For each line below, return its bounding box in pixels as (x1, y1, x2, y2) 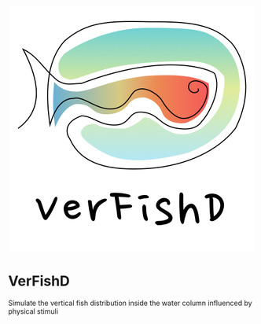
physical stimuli (8, 306, 59, 316)
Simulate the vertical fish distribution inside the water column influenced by (8, 298, 253, 307)
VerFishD (8, 272, 71, 290)
